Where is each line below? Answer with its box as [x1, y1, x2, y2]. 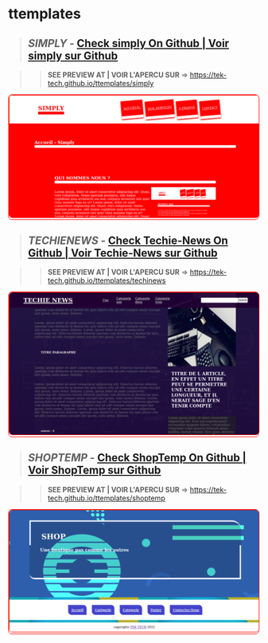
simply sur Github [27, 49, 118, 62]
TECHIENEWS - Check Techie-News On [27, 234, 228, 248]
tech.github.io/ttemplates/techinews [47, 276, 166, 285]
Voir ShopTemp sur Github [27, 464, 161, 477]
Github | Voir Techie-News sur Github [27, 246, 218, 260]
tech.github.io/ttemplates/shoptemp [47, 493, 165, 503]
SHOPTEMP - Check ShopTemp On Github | [27, 451, 247, 465]
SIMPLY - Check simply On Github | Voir [27, 37, 229, 50]
